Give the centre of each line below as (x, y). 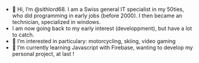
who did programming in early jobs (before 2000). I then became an (97, 16)
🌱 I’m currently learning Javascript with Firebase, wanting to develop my (102, 47)
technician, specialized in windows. (56, 22)
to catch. (23, 35)
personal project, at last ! (43, 54)
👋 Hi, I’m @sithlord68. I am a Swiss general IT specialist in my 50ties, (98, 9)
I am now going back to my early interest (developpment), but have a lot (102, 28)
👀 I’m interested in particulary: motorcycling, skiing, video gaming (94, 41)
